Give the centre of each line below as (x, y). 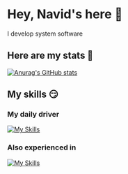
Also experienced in (42, 147)
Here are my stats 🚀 (50, 56)
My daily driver (33, 115)
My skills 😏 (33, 95)
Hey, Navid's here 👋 (65, 14)
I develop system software (45, 34)
